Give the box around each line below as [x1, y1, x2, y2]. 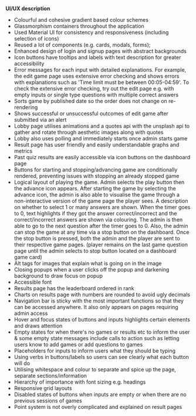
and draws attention [13, 323, 63, 329]
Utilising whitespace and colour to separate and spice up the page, [13, 366, 177, 373]
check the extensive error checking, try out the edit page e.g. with [13, 85, 174, 92]
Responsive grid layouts [13, 385, 72, 391]
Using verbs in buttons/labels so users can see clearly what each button [13, 354, 189, 360]
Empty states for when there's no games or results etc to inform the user [13, 328, 190, 336]
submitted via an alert [13, 116, 67, 123]
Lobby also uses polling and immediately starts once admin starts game [13, 135, 188, 142]
